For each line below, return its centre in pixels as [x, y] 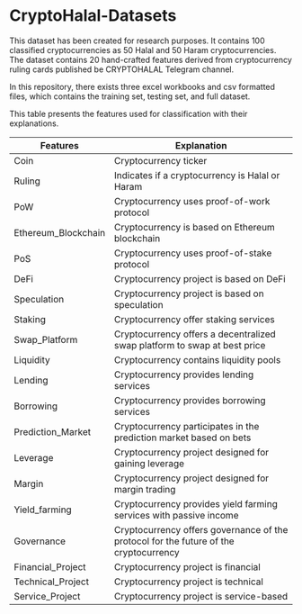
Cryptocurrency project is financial [187, 566]
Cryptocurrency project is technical [188, 582]
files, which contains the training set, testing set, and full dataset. [130, 96]
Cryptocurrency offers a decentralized [195, 334]
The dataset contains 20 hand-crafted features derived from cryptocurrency [151, 59]
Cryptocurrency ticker [160, 160]
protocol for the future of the [174, 541]
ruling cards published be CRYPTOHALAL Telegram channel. [122, 69]
